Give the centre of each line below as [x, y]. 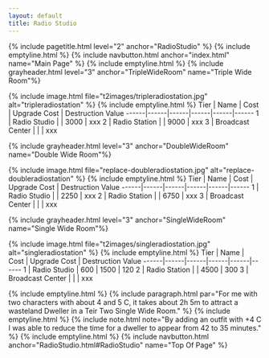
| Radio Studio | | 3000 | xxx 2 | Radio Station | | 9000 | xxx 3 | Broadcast [129, 121]
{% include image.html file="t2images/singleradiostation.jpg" [110, 244]
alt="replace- [232, 170]
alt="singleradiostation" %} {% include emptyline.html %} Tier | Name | [126, 252]
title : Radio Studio [43, 23]
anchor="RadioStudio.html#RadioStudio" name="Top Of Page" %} [118, 345]
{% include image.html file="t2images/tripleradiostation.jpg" [108, 96]
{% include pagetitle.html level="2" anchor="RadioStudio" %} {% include [129, 46]
